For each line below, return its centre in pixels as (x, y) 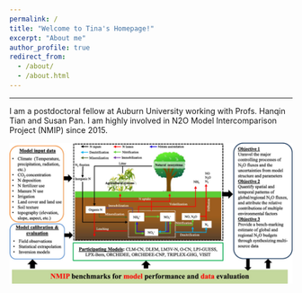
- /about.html (44, 76)
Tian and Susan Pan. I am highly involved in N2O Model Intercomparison (143, 120)
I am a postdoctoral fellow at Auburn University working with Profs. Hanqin (147, 111)
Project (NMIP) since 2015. (58, 129)
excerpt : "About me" (48, 38)
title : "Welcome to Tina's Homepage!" (82, 28)
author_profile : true (50, 48)
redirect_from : (38, 57)
